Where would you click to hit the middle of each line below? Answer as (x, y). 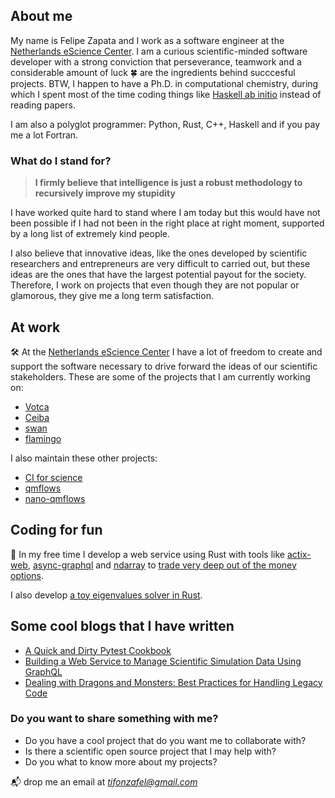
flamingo (43, 438)
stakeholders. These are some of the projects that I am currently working (160, 376)
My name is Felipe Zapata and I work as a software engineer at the (147, 40)
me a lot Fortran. (44, 135)
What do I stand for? (61, 161)
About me (41, 16)
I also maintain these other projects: (84, 458)
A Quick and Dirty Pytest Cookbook (98, 650)
